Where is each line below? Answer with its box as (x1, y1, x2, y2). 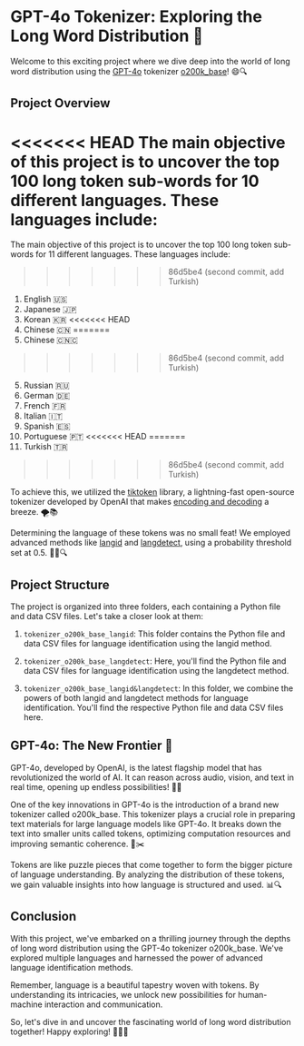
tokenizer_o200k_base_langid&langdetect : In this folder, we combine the (23, 683, 294, 694)
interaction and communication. (44, 999, 163, 1010)
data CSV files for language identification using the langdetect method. (23, 666, 289, 676)
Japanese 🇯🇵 (23, 304, 77, 315)
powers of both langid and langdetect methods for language (23, 693, 249, 704)
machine (10, 999, 44, 1010)
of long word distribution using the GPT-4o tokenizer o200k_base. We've (10, 942, 284, 953)
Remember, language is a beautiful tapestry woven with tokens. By (10, 979, 260, 991)
